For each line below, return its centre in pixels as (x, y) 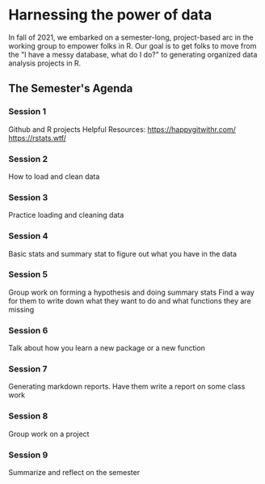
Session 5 (28, 274)
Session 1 (27, 112)
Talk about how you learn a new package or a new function (107, 348)
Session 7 (28, 369)
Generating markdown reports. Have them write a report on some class (127, 387)
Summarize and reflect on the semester (74, 472)
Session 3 (28, 197)
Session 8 (28, 416)
